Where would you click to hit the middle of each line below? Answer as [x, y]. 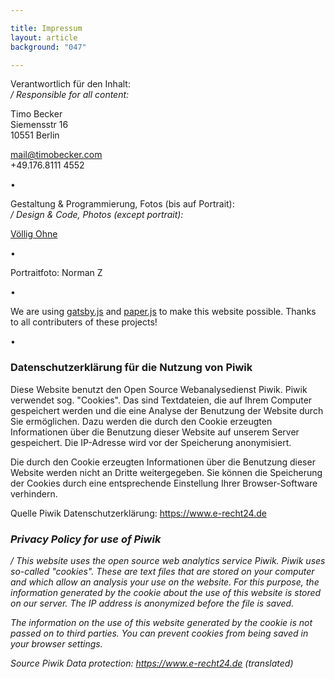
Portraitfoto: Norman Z [56, 273]
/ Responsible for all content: [70, 95]
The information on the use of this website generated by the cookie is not [161, 622]
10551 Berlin [35, 135]
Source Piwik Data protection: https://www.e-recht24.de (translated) [152, 663]
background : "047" [48, 47]
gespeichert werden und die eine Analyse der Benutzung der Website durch [167, 410]
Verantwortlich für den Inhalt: [70, 84]
